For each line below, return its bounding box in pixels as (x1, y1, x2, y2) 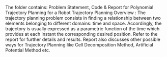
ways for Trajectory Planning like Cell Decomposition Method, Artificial (5, 42, 154, 47)
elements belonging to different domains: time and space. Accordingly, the (5, 20, 162, 26)
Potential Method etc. (5, 47, 50, 53)
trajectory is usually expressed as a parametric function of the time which (5, 26, 160, 32)
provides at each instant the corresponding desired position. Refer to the (5, 31, 158, 37)
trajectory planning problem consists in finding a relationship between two (5, 15, 161, 21)
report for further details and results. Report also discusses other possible (5, 36, 160, 42)
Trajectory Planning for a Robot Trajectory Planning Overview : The (5, 10, 146, 16)
